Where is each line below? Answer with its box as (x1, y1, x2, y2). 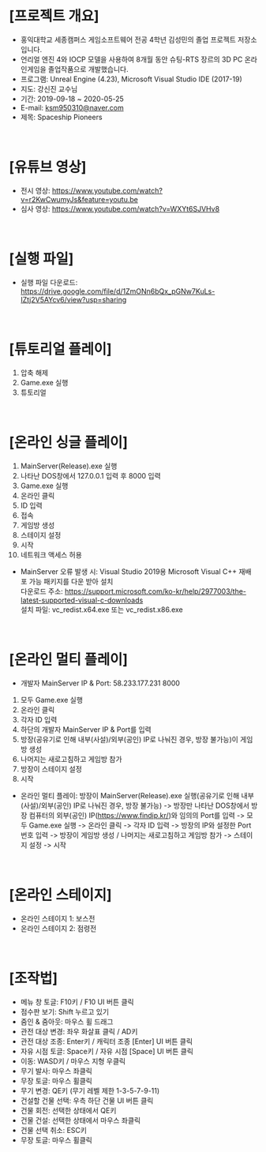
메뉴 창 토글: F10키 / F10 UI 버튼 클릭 (20, 996, 134, 1007)
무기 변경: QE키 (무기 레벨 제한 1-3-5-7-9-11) (20, 1086, 160, 1095)
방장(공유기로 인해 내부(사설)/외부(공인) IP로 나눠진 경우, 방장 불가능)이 (20, 734, 239, 744)
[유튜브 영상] (9, 159, 87, 176)
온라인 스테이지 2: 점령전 (20, 923, 97, 932)
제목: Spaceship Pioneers (20, 112, 103, 122)
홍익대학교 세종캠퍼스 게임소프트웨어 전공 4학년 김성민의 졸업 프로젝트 (20, 35, 236, 44)
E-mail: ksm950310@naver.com (20, 103, 125, 112)
